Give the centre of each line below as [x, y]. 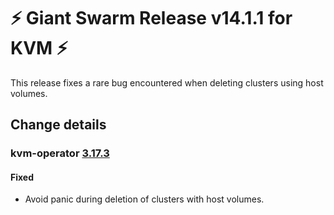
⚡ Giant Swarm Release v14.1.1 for [151, 18]
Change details [58, 125]
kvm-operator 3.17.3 [60, 153]
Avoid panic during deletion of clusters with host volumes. [144, 199]
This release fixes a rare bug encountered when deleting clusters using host [167, 82]
